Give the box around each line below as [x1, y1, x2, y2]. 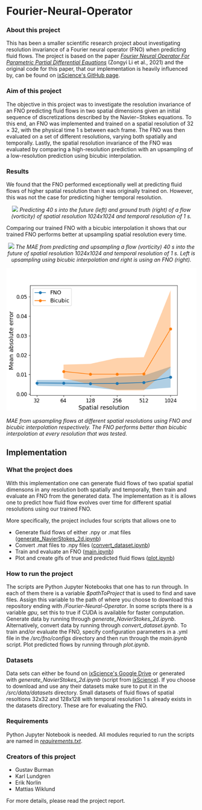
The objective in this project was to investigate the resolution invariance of [6, 100, 191, 108]
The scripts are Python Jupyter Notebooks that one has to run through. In [6, 583, 189, 590]
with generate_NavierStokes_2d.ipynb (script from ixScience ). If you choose [6, 676, 196, 684]
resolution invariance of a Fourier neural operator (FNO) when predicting [6, 46, 187, 53]
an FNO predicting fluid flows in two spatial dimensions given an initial [6, 107, 181, 114]
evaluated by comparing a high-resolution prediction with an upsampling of [6, 145, 194, 152]
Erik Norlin [14, 779, 42, 786]
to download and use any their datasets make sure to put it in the [6, 682, 168, 690]
